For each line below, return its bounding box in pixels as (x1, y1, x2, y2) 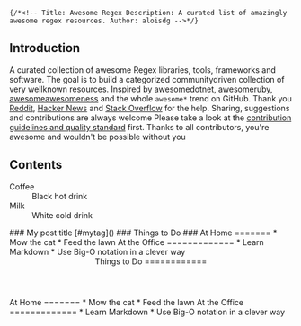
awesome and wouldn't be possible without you (9, 131, 186, 142)
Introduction (9, 40, 81, 56)
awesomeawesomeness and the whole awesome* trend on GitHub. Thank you (9, 93, 292, 103)
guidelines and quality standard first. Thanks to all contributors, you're (9, 121, 270, 132)
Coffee (9, 181, 35, 192)
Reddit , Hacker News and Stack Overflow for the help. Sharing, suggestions (9, 102, 290, 113)
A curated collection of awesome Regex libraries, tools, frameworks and (9, 64, 276, 75)
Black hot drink (31, 190, 88, 201)
